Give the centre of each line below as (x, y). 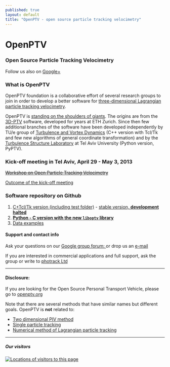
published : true (22, 10)
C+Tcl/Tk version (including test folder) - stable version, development (86, 207)
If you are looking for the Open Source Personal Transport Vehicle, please (82, 289)
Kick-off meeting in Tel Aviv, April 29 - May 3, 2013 (69, 162)
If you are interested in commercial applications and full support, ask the (81, 256)
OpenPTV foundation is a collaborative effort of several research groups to (83, 96)
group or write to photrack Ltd (37, 261)
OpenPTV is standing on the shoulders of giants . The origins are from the (82, 116)
